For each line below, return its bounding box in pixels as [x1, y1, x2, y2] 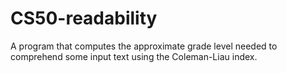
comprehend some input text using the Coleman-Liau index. [10, 50, 258, 62]
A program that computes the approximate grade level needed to [10, 40, 278, 52]
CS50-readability [10, 7, 158, 30]
